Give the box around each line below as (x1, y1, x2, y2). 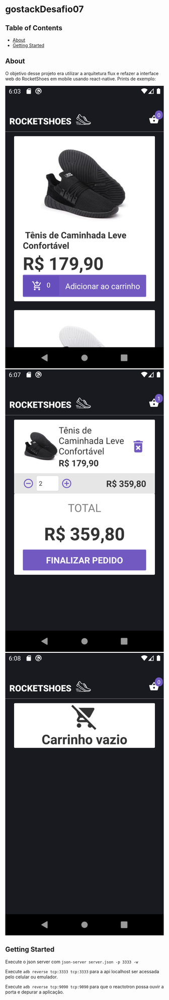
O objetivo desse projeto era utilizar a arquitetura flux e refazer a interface (5, 70, 159, 76)
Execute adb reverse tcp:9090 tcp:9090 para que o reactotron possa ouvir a (5, 983, 164, 989)
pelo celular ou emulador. (5, 974, 58, 980)
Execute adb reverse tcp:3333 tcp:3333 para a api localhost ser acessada (5, 968, 159, 974)
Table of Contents (5, 24, 63, 32)
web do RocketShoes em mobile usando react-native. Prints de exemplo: (5, 76, 156, 82)
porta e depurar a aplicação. (5, 989, 64, 995)
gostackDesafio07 (5, 4, 84, 15)
